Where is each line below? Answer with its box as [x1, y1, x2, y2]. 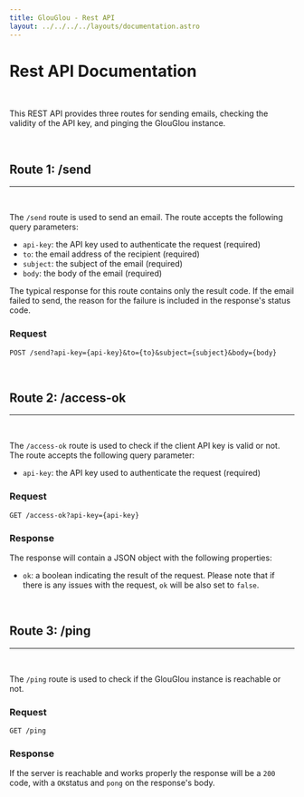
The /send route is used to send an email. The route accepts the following [9, 212, 283, 223]
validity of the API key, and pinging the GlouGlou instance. [9, 118, 226, 129]
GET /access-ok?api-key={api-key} [9, 510, 140, 520]
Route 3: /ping [9, 623, 91, 639]
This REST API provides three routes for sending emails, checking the [9, 108, 269, 119]
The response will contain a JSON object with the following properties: [9, 552, 273, 563]
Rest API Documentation [9, 61, 197, 82]
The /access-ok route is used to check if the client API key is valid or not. [9, 441, 280, 452]
